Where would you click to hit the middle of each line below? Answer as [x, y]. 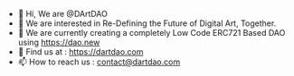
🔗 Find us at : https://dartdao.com [81, 52]
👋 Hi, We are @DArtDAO [63, 14]
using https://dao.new [59, 42]
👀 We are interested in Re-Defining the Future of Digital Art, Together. [147, 23]
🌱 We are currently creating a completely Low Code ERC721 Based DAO [152, 33]
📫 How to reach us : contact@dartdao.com [99, 62]
